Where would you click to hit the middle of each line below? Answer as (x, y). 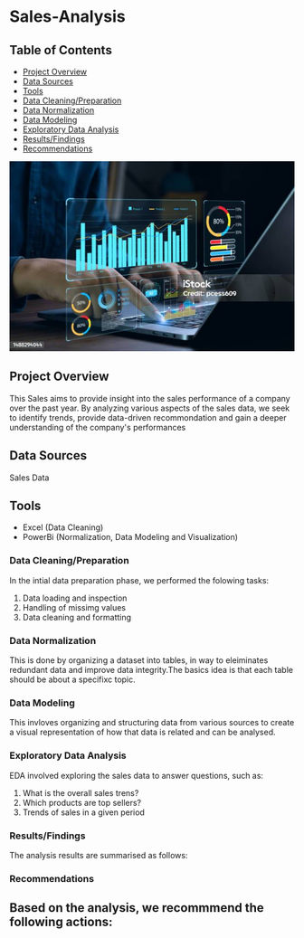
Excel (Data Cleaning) (63, 527)
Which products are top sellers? (82, 802)
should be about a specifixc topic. (72, 679)
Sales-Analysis (67, 17)
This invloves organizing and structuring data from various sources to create (152, 723)
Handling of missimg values (74, 607)
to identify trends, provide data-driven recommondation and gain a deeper (148, 417)
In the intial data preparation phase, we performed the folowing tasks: (139, 580)
